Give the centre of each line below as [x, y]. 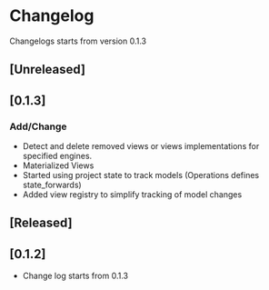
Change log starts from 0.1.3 [75, 276]
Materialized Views [58, 165]
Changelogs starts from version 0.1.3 [78, 41]
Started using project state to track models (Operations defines [141, 175]
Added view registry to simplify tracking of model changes [132, 195]
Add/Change [38, 126]
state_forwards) [52, 185]
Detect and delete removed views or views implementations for [141, 146]
